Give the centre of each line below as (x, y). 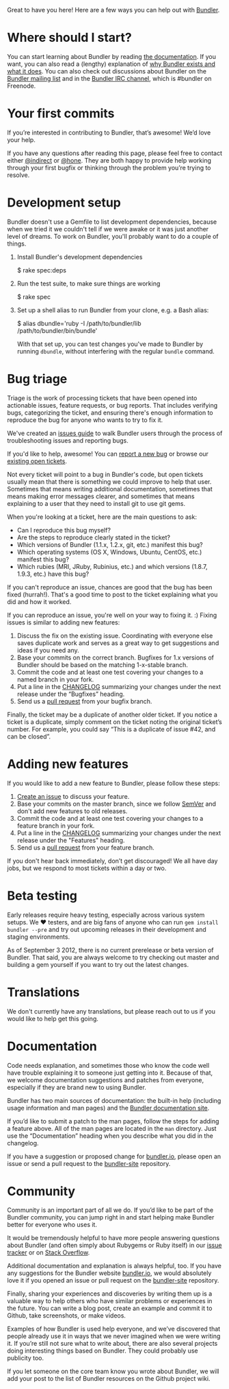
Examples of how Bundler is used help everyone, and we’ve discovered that (114, 1329)
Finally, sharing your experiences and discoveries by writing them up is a (110, 1294)
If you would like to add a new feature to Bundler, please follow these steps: (113, 783)
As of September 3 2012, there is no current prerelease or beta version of (110, 950)
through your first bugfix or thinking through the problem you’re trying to (109, 167)
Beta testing (42, 896)
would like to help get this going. (53, 1018)
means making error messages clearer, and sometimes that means (101, 496)
